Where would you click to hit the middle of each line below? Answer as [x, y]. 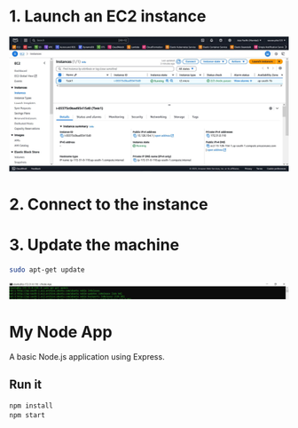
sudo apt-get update [47, 269]
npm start [27, 416]
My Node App [61, 332]
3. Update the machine [94, 245]
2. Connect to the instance [109, 204]
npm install [31, 406]
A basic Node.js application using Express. [87, 356]
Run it [26, 384]
